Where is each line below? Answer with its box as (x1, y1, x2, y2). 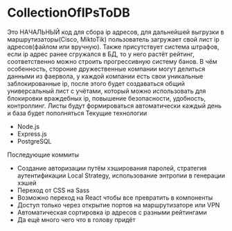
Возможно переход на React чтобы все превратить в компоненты (17, 193, 213, 202)
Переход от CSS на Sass (17, 186, 90, 194)
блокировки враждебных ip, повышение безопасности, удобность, (7, 94, 206, 102)
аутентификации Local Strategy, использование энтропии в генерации (17, 171, 226, 180)
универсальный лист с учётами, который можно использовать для (7, 87, 206, 95)
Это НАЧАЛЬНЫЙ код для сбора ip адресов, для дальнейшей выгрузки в (7, 28, 224, 36)
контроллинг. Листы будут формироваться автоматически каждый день (7, 101, 222, 110)
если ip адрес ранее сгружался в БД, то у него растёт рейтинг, (7, 50, 195, 58)
